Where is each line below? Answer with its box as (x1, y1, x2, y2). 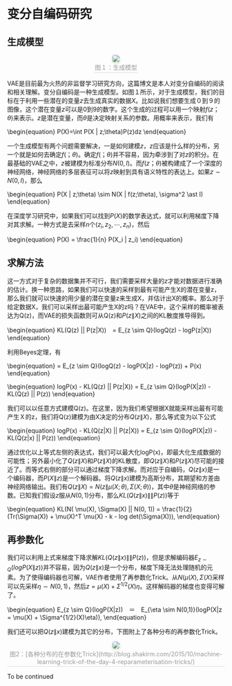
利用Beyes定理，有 (7, 348, 61, 356)
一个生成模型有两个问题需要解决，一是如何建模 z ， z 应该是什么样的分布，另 (7, 142, 220, 150)
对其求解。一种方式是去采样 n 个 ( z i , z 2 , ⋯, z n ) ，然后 (7, 220, 150, 230)
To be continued (7, 672, 54, 680)
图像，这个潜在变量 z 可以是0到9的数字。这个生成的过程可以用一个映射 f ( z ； (7, 105, 220, 113)
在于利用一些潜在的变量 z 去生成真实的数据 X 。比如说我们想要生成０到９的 (12, 97, 221, 104)
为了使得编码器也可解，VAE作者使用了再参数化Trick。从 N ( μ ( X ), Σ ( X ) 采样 (19, 574, 224, 582)
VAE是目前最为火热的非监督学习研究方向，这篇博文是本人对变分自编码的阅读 (7, 79, 224, 87)
